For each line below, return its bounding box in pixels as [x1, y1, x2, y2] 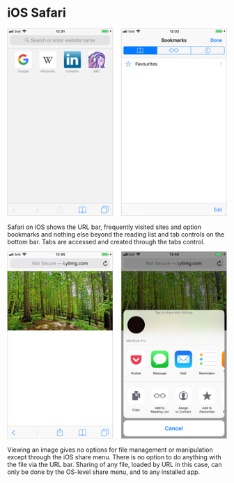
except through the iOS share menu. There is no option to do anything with [7, 453, 221, 461]
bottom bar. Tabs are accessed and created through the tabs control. [7, 237, 205, 246]
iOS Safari [7, 5, 66, 21]
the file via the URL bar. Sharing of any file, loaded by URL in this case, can [7, 461, 222, 469]
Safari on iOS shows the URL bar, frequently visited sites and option [7, 223, 202, 231]
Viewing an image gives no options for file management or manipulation [7, 445, 214, 454]
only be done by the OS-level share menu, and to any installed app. [7, 468, 201, 476]
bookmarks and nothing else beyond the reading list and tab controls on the [7, 230, 225, 238]
